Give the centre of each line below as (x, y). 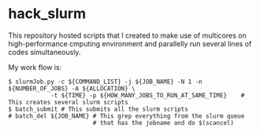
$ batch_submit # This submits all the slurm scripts (98, 109)
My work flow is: (35, 67)
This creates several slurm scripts (68, 102)
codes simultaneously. (45, 52)
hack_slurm (47, 14)
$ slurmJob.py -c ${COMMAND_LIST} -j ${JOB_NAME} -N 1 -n (105, 82)
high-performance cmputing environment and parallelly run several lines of (130, 43)
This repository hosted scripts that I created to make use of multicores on (127, 35)
